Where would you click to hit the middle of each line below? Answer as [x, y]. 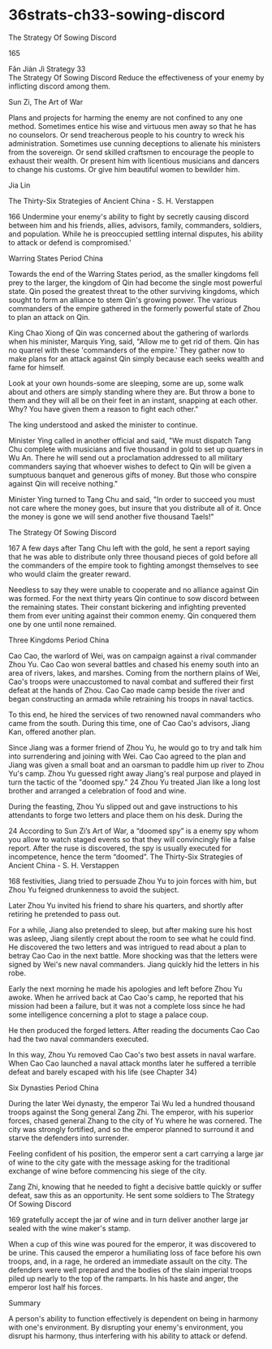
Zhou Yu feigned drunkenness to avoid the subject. [94, 889]
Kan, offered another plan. [52, 732]
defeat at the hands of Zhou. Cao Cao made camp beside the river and [127, 690]
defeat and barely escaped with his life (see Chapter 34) [103, 1072]
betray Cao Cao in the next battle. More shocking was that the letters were [133, 955]
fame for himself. [37, 367]
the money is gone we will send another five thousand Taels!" [111, 517]
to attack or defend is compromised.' [70, 242]
